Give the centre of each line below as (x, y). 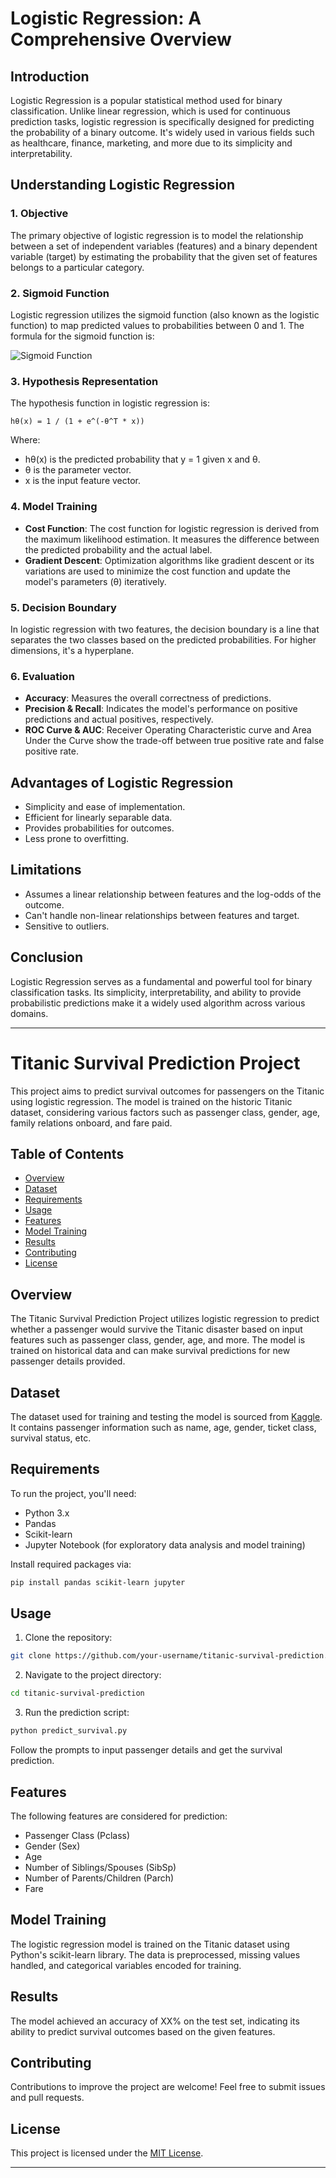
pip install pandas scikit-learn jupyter (98, 1582)
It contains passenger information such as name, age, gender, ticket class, (163, 1427)
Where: (25, 440)
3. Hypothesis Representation (84, 381)
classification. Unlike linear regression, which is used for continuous (150, 111)
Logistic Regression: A (106, 18)
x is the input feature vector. (83, 481)
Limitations (46, 870)
